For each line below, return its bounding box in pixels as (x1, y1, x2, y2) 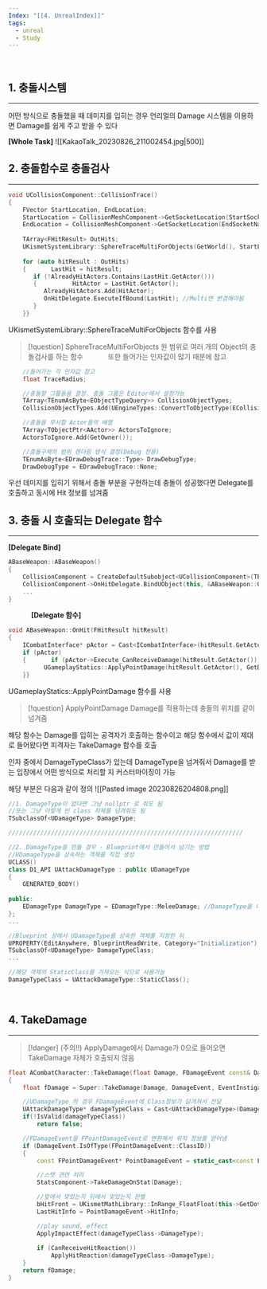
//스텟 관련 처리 (37, 1171, 84, 1179)
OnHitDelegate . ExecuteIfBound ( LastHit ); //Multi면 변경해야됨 (43, 295, 244, 303)
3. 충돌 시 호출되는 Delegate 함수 (8, 513, 163, 527)
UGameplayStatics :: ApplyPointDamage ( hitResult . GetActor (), (43, 663, 244, 672)
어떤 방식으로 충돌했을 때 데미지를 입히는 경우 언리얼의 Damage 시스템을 (8, 111, 233, 120)
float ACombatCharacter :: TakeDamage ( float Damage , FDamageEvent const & (8, 1068, 250, 1076)
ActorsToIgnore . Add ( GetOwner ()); (22, 433, 133, 441)
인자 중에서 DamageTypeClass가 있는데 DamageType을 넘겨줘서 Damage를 (8, 757, 248, 766)
